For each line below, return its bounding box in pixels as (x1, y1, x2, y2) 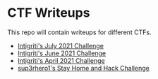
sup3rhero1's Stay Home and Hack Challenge (17, 64, 150, 72)
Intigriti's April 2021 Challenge (17, 56, 105, 64)
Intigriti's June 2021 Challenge (17, 49, 107, 57)
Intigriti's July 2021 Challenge (17, 41, 104, 50)
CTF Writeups (7, 5, 90, 21)
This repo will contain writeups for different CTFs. (7, 28, 152, 36)
